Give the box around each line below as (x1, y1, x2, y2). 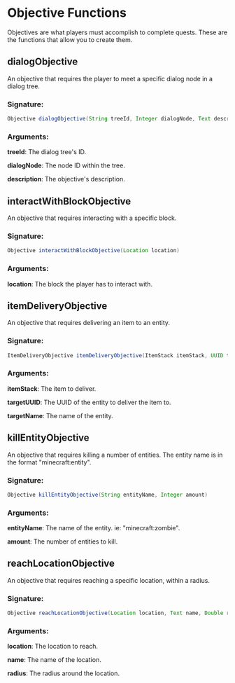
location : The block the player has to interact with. (7, 280, 152, 288)
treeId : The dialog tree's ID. (7, 148, 86, 156)
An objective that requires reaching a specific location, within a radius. (7, 576, 211, 584)
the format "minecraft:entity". (7, 457, 92, 467)
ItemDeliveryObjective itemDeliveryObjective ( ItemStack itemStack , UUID (7, 352, 224, 359)
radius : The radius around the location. (7, 669, 120, 677)
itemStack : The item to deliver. (7, 384, 97, 393)
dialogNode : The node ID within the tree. (7, 161, 126, 170)
